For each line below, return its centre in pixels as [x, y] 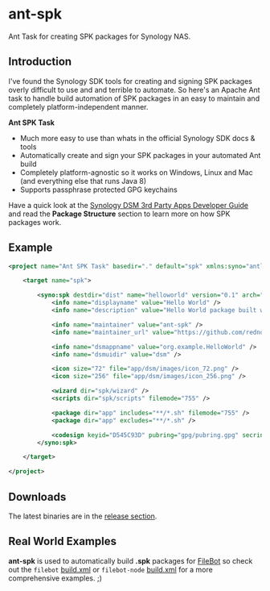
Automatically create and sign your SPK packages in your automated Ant [140, 155]
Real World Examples [62, 541]
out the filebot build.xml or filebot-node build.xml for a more [110, 569]
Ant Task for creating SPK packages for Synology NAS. [100, 36]
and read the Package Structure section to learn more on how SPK [119, 214]
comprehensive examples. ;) [55, 578]
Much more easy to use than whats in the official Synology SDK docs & [137, 138]
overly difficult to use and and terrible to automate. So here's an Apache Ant [134, 89]
